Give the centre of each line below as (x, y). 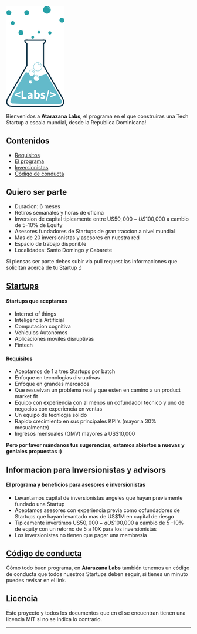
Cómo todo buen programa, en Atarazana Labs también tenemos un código (98, 568)
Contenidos (28, 141)
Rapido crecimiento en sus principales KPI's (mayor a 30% (85, 421)
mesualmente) (32, 428)
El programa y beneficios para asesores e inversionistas (76, 485)
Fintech (24, 345)
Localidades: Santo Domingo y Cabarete (63, 250)
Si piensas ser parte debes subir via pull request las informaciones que (92, 261)
